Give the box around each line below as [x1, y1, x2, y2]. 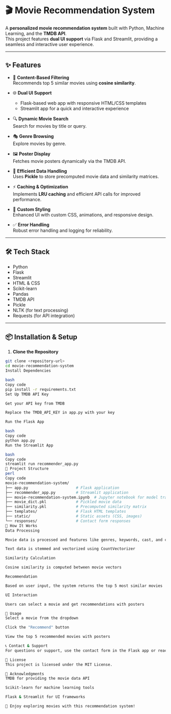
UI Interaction [5, 592, 38, 598]
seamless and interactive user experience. [5, 41, 94, 47]
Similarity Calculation [5, 556, 56, 561]
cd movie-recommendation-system [5, 364, 74, 369]
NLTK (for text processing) [12, 307, 69, 313]
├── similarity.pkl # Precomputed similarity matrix [5, 504, 147, 509]
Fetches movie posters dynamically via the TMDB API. [12, 158, 126, 164]
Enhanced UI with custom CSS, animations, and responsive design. [12, 211, 154, 218]
